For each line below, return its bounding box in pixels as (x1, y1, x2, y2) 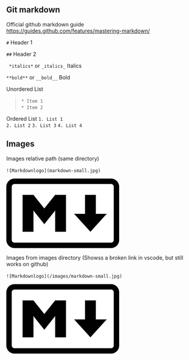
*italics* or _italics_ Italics (8, 62, 82, 69)
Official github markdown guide (6, 20, 84, 28)
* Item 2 (20, 105, 43, 111)
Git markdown (6, 5, 60, 15)
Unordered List (6, 85, 43, 93)
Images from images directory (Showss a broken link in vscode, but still (6, 254, 184, 261)
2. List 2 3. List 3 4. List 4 (6, 123, 82, 129)
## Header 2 (6, 50, 37, 58)
